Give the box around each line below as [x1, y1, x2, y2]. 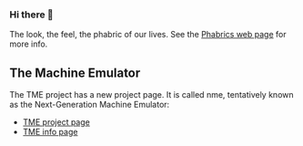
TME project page [22, 117, 91, 128]
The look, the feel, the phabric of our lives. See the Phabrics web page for [9, 29, 287, 40]
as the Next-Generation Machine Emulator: [9, 99, 170, 110]
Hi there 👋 [9, 8, 55, 21]
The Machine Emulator [9, 65, 141, 80]
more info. [9, 38, 48, 49]
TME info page [22, 127, 78, 138]
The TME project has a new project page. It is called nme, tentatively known [9, 89, 294, 100]
